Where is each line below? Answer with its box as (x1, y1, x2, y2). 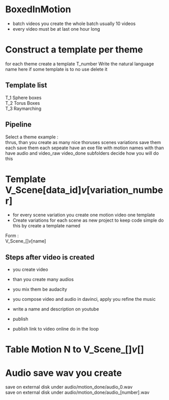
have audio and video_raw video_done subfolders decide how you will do (5, 150, 159, 156)
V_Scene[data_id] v (5, 184, 87, 196)
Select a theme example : (5, 134, 59, 140)
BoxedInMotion (5, 4, 71, 15)
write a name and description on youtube (12, 306, 99, 312)
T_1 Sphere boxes (5, 95, 42, 101)
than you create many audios (12, 276, 74, 283)
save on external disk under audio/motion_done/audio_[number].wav (5, 389, 150, 395)
